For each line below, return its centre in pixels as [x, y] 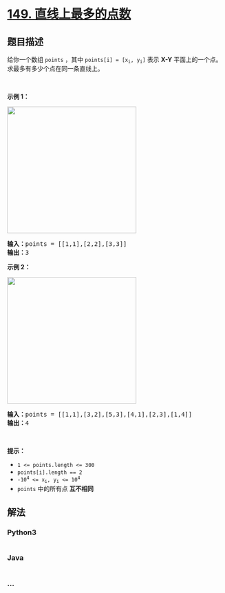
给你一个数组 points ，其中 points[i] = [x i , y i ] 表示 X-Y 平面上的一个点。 [115, 60]
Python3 [22, 532]
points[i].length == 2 [50, 472]
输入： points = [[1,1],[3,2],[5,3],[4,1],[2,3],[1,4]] [100, 415]
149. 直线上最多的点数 [69, 14]
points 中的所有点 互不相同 [55, 488]
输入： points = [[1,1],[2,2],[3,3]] [67, 244]
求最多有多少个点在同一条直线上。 [55, 69]
